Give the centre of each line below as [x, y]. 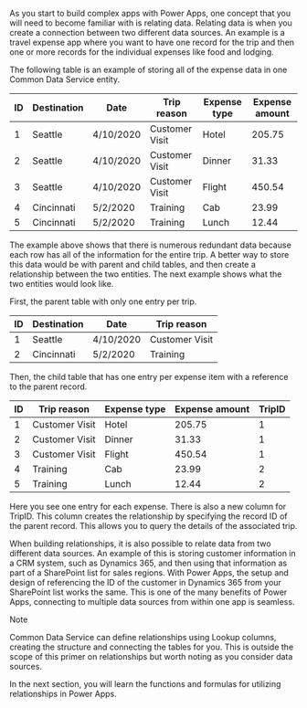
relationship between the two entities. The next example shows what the [146, 274]
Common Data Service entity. [65, 79]
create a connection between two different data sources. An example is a [147, 32]
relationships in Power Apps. [63, 694]
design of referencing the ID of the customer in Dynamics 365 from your [145, 582]
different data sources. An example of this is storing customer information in [153, 553]
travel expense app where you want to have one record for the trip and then [152, 42]
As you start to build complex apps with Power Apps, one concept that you [150, 13]
